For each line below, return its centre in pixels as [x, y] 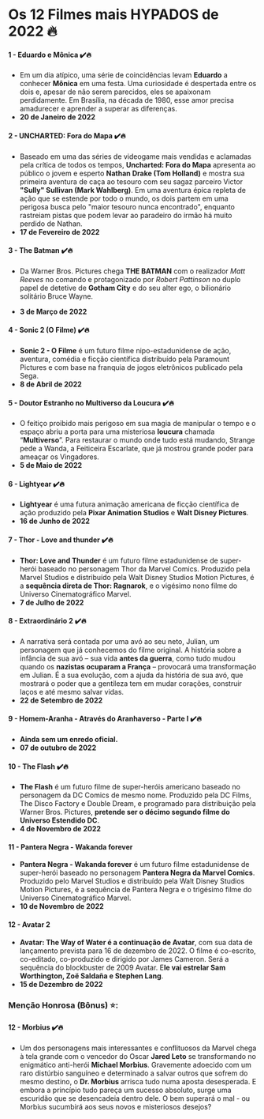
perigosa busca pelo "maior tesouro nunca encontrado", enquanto [127, 206]
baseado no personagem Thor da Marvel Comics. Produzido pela [144, 569]
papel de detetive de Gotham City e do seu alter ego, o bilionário [125, 288]
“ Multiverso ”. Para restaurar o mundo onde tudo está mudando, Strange [137, 440]
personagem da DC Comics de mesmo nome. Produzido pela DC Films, [136, 795]
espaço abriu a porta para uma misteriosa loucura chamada [117, 431]
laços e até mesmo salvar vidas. [72, 691]
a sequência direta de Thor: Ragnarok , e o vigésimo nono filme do [128, 586]
